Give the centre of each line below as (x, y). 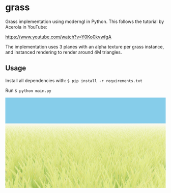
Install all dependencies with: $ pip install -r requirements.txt (74, 80)
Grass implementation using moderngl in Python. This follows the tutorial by (85, 21)
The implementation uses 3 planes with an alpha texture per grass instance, (85, 46)
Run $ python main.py (28, 90)
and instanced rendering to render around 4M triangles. (64, 52)
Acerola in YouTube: (26, 27)
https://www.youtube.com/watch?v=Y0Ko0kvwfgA (59, 37)
